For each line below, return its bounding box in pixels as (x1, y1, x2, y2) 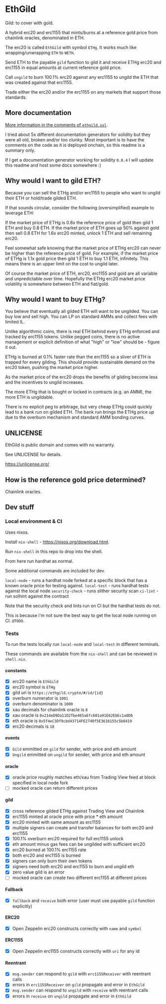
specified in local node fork (12, 780, 68, 786)
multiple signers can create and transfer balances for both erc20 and (12, 824, 154, 830)
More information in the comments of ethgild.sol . (5, 122, 108, 127)
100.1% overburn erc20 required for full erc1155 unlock (12, 835, 124, 841)
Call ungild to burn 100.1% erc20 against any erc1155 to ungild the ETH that (5, 74, 159, 80)
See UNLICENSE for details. (5, 451, 62, 457)
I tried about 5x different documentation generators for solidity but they (5, 131, 151, 137)
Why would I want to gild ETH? (5, 177, 101, 185)
